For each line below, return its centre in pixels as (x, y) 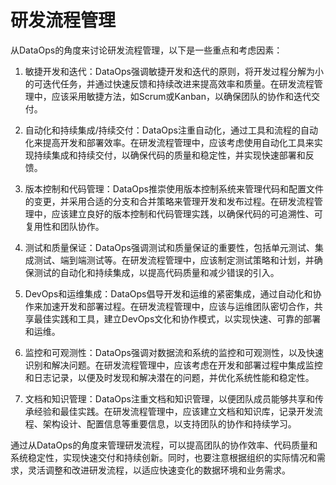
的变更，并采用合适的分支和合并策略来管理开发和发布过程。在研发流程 (169, 201)
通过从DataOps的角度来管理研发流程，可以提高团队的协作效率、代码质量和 (164, 445)
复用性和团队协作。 (64, 226)
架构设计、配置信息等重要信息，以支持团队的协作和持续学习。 (169, 423)
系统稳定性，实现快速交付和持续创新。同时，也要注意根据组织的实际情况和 (163, 457)
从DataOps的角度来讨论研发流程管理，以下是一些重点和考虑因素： (146, 50)
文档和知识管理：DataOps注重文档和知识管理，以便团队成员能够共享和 (169, 398)
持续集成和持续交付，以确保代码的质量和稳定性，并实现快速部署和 (169, 155)
